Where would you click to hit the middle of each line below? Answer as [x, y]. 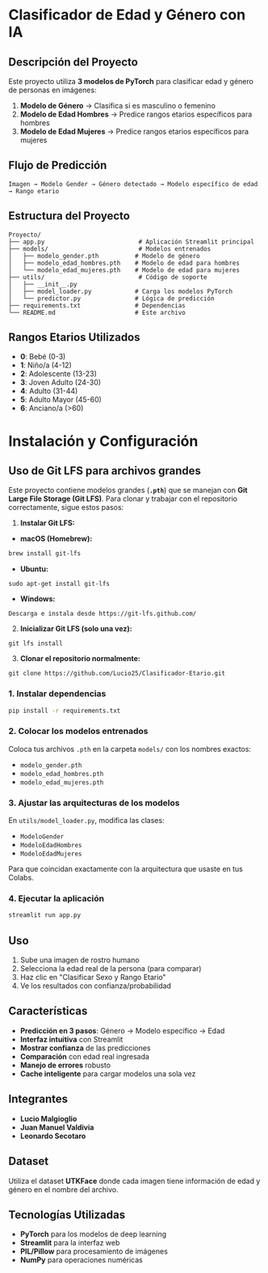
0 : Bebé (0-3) [43, 357]
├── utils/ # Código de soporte [108, 277]
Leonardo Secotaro [53, 1135]
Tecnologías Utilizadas [67, 1214]
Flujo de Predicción [58, 165]
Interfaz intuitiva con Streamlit [71, 1039]
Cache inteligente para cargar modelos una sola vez [108, 1073]
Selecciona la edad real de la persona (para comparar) [111, 969]
